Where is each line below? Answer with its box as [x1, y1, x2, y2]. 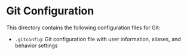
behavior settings [14, 42, 58, 49]
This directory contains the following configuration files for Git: [6, 24, 161, 31]
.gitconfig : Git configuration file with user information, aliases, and [14, 35, 181, 42]
